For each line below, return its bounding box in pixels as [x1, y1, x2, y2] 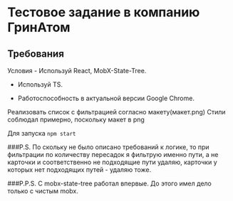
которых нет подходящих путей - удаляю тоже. [7, 165, 152, 174]
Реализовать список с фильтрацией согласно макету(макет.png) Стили [7, 108, 226, 116]
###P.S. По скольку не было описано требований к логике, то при [7, 143, 209, 151]
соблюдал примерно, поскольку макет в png [7, 115, 145, 124]
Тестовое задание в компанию [7, 4, 200, 21]
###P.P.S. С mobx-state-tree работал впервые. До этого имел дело [7, 179, 212, 188]
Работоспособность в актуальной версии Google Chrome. [17, 94, 195, 102]
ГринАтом [7, 19, 71, 36]
